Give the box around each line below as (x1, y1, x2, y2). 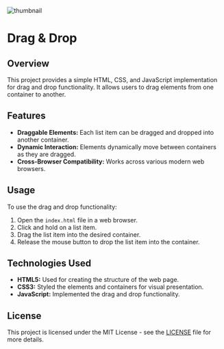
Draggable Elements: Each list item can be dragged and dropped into (16, 128, 214, 136)
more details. (7, 335, 45, 344)
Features (7, 110, 46, 122)
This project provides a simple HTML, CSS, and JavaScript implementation (7, 76, 218, 83)
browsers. (16, 164, 46, 172)
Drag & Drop (7, 31, 77, 46)
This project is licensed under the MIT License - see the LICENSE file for (7, 328, 211, 337)
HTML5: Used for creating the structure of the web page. (16, 276, 179, 284)
